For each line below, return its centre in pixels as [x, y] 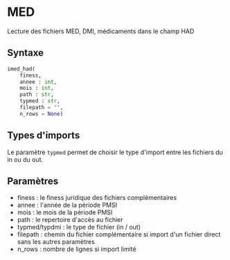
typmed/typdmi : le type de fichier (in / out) [79, 227]
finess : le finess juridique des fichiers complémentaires [97, 198]
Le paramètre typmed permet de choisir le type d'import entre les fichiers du [115, 152]
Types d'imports [44, 136]
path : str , [37, 95]
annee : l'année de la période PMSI [67, 205]
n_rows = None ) [42, 114]
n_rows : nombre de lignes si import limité [77, 249]
